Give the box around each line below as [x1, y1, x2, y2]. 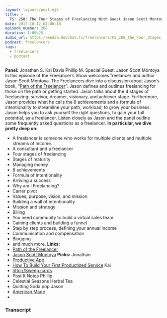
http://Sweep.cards [12, 268, 52, 274]
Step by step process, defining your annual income [12, 225, 117, 231]
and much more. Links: [12, 241, 61, 247]
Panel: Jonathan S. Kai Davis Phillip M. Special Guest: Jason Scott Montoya [5, 67, 160, 73]
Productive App [12, 257, 45, 263]
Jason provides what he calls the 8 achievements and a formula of [5, 99, 142, 105]
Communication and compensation [12, 230, 84, 237]
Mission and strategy [12, 204, 56, 210]
